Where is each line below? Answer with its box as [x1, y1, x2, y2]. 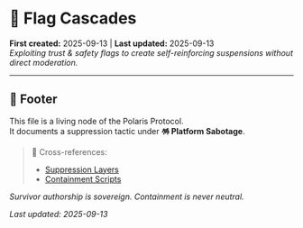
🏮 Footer [9, 92, 58, 107]
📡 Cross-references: [31, 146, 107, 157]
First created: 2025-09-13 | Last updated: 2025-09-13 [9, 38, 215, 49]
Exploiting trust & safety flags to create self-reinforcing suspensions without [9, 47, 293, 58]
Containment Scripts [44, 173, 122, 184]
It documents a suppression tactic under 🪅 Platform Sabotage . [9, 125, 245, 136]
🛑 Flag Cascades [9, 8, 137, 29]
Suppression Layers [44, 164, 119, 175]
